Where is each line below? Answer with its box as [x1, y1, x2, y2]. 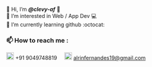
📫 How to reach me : [6, 36, 69, 44]
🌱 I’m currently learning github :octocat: [6, 21, 105, 28]
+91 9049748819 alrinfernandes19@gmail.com [14, 54, 146, 62]
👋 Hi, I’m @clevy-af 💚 [6, 6, 60, 13]
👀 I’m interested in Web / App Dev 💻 [6, 13, 97, 19]
